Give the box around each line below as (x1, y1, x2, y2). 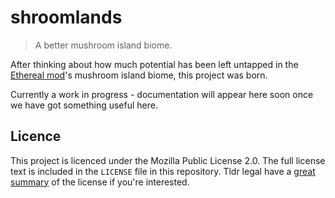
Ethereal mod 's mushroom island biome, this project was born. (10, 69, 268, 81)
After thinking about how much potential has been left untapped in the (10, 58, 299, 70)
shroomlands (10, 6, 123, 29)
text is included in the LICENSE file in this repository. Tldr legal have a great (10, 165, 316, 177)
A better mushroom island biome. (34, 39, 173, 51)
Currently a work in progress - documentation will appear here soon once (10, 88, 314, 100)
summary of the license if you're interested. (10, 176, 190, 188)
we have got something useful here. (10, 99, 158, 111)
